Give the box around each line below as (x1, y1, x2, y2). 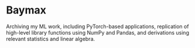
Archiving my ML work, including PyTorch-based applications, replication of (6, 23, 189, 30)
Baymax (6, 4, 47, 17)
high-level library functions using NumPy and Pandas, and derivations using (6, 29, 189, 36)
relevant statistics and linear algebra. (6, 35, 95, 42)
